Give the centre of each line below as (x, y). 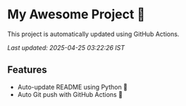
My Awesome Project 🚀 (76, 14)
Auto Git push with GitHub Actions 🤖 (70, 94)
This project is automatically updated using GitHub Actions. (93, 34)
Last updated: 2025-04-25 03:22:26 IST (66, 47)
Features (27, 70)
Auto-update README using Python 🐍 (73, 87)
